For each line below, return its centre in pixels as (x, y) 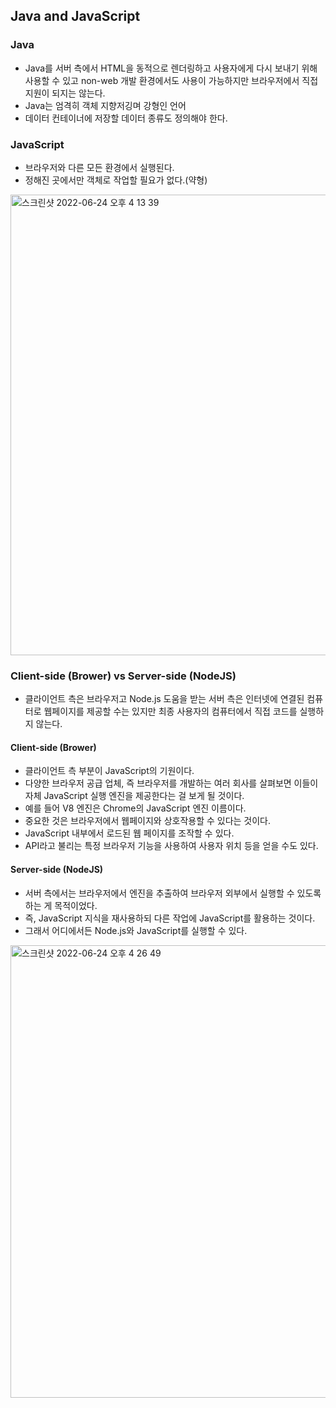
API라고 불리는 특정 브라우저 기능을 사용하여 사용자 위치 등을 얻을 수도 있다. (171, 846)
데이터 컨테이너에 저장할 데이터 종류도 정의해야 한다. (126, 118)
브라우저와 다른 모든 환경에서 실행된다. (99, 167)
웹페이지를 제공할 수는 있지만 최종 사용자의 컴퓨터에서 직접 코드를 (170, 711)
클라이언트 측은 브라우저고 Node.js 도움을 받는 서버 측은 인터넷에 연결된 (164, 699)
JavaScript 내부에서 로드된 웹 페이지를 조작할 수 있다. (129, 833)
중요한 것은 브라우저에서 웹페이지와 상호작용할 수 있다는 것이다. (148, 821)
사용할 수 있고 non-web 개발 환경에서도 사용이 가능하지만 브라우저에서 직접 (171, 80)
